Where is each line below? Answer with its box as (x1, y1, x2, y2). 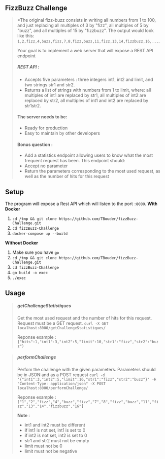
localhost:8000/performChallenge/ (17, 386, 88, 391)
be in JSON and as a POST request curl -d (17, 372, 105, 378)
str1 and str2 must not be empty (24, 438, 90, 444)
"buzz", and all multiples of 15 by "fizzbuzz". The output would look (17, 27, 154, 34)
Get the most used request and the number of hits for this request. (17, 315, 152, 321)
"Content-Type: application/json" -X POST (17, 382, 106, 387)
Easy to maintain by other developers (24, 130, 100, 136)
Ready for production (24, 125, 68, 131)
